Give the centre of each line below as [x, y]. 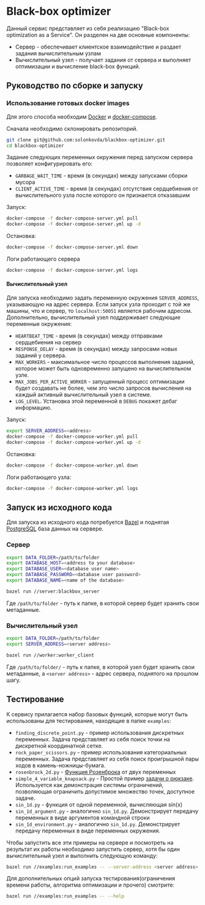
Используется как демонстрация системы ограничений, [89, 784]
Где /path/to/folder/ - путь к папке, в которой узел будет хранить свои [100, 667]
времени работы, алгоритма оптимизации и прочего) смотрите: [90, 885]
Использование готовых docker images [68, 103]
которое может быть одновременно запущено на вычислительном [103, 369]
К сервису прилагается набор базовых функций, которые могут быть [97, 714]
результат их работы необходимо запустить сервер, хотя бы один [93, 849]
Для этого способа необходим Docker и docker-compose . [82, 117]
